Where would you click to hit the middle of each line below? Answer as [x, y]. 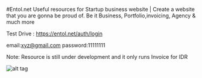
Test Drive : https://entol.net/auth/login [54, 34]
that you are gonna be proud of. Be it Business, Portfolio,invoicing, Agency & [101, 16]
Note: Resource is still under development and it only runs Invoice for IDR [97, 57]
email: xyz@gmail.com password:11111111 [56, 45]
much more [21, 22]
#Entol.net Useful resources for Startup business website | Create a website [100, 9]
